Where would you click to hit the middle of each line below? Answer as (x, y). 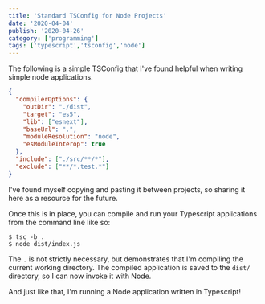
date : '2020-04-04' (41, 23)
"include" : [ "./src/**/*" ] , (63, 159)
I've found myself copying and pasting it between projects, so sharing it (127, 189)
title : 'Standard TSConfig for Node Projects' (88, 16)
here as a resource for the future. (63, 198)
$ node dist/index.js (45, 244)
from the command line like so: (59, 222)
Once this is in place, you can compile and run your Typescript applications (133, 213)
